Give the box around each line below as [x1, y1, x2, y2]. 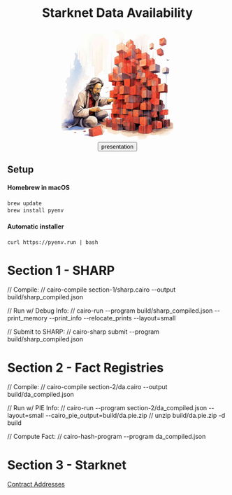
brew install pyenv [7, 207, 64, 215]
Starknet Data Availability [41, 5, 194, 21]
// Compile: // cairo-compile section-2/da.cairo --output [7, 383, 168, 391]
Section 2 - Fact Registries [7, 360, 164, 376]
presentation [101, 142, 134, 150]
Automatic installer [7, 222, 64, 231]
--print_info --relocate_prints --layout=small [48, 314, 176, 323]
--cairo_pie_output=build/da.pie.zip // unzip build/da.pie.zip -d [45, 412, 226, 420]
